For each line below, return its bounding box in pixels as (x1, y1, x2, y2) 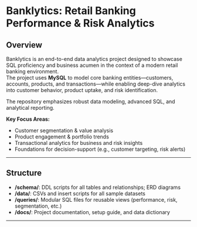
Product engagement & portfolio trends (14, 133, 110, 140)
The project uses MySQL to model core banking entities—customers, (6, 74, 174, 81)
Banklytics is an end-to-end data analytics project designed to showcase (6, 56, 183, 62)
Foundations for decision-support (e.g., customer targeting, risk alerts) (14, 145, 186, 153)
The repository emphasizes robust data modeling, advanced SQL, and (6, 98, 175, 105)
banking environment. (6, 68, 59, 74)
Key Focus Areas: (6, 116, 50, 123)
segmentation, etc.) (14, 202, 62, 209)
